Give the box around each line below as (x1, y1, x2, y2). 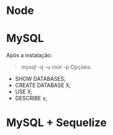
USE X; (15, 88, 33, 95)
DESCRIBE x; (15, 95, 47, 102)
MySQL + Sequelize (6, 116, 107, 130)
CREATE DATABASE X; (15, 81, 71, 89)
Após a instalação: (6, 52, 53, 59)
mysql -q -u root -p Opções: (21, 63, 92, 71)
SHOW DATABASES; (15, 75, 66, 83)
